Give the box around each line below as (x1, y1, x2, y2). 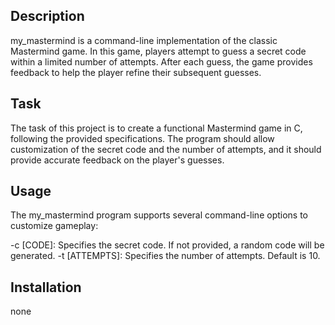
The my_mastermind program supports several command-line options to (10, 209, 309, 221)
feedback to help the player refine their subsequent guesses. (10, 66, 262, 78)
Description (10, 8, 85, 25)
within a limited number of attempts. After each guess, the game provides (10, 55, 313, 68)
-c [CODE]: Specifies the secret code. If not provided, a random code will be (10, 239, 325, 251)
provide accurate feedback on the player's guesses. (10, 154, 225, 166)
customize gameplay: (10, 220, 99, 232)
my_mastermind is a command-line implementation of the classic (10, 34, 278, 46)
